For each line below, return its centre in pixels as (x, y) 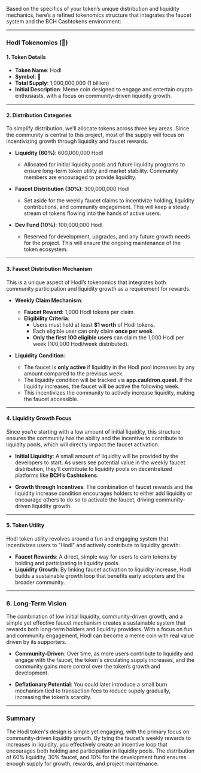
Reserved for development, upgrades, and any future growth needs (107, 237)
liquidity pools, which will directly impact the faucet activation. (83, 444)
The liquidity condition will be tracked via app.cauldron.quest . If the (108, 380)
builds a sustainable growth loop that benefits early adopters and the (100, 575)
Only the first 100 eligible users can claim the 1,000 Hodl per (108, 337)
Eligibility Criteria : (47, 318)
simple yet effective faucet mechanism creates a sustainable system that (96, 623)
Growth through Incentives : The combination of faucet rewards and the (104, 487)
